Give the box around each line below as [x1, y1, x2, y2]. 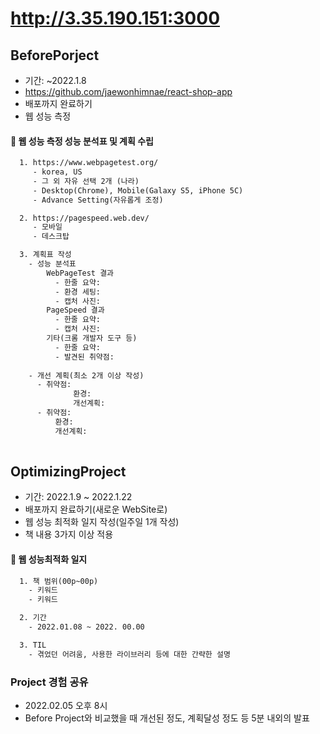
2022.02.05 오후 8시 [24, 700, 108, 712]
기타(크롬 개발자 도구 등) [46, 333, 138, 344]
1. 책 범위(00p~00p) [19, 576, 99, 586]
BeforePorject [10, 47, 100, 64]
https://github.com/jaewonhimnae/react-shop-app [24, 86, 233, 97]
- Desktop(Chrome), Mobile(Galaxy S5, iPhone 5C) [32, 185, 244, 196]
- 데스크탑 [32, 232, 70, 242]
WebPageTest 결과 [46, 268, 115, 278]
